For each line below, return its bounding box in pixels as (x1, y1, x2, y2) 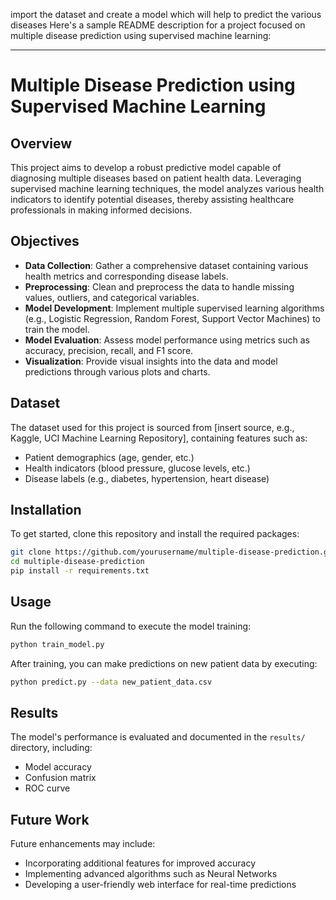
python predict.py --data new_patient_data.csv (10, 677, 213, 687)
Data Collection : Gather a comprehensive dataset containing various (24, 259, 309, 271)
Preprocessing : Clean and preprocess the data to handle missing (24, 280, 295, 293)
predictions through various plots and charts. (24, 365, 211, 378)
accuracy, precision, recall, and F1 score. (24, 344, 194, 356)
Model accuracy (24, 761, 92, 773)
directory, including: (10, 742, 93, 754)
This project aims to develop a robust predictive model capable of (10, 162, 282, 173)
